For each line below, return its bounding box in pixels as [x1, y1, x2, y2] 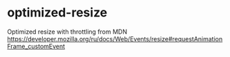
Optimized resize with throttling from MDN [7, 27, 128, 36]
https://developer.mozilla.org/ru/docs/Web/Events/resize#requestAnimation [7, 34, 223, 43]
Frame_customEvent [7, 42, 66, 50]
